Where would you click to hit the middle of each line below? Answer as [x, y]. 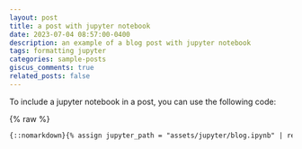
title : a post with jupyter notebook [80, 26]
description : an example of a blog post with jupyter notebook [130, 43]
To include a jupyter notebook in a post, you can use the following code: [143, 101]
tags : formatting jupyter [58, 51]
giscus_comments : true [52, 68]
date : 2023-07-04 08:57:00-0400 [70, 34]
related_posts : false [50, 76]
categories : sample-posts [58, 59]
